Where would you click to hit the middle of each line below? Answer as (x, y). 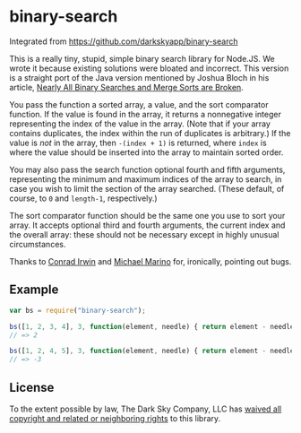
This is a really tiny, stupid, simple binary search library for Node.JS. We (142, 58)
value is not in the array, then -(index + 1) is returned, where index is (138, 143)
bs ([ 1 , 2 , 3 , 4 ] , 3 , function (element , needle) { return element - (138, 326)
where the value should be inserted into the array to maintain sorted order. (146, 152)
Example (34, 290)
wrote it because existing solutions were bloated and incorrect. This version (149, 68)
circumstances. (38, 244)
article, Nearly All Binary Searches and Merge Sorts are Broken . (126, 87)
